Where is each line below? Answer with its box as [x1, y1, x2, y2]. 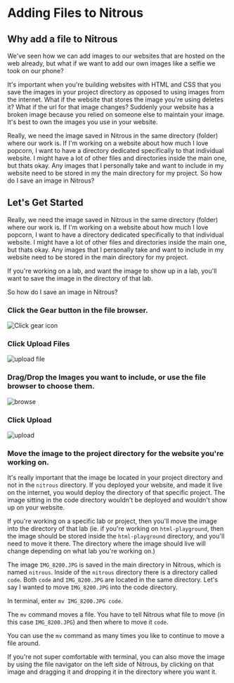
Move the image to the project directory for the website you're [7, 448, 224, 458]
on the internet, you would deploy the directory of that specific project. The [7, 488, 226, 497]
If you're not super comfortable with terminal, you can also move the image [7, 653, 225, 661]
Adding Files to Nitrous [7, 5, 144, 21]
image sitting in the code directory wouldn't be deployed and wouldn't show [7, 496, 228, 505]
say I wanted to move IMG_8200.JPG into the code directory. [7, 583, 178, 591]
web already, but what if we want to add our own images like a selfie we [7, 59, 216, 68]
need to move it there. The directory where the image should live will [7, 539, 206, 548]
